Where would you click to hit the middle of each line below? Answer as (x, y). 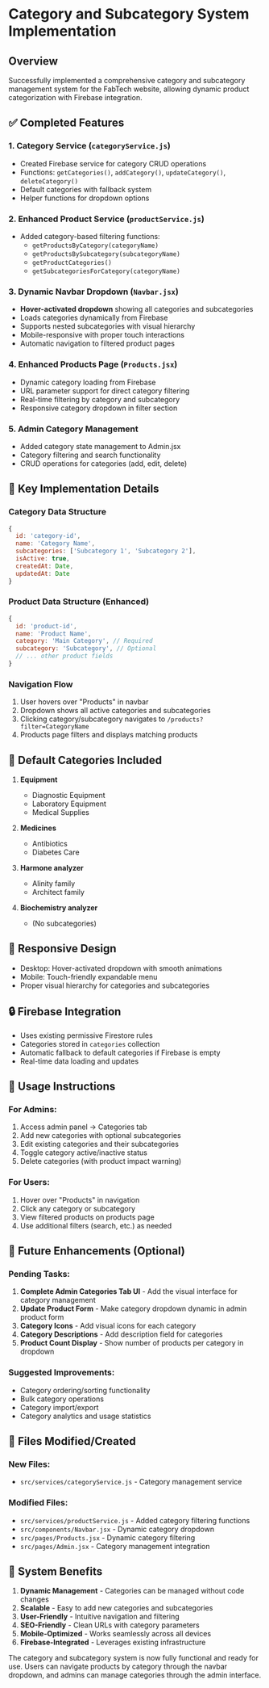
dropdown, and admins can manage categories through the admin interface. (135, 1675)
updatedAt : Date (43, 573)
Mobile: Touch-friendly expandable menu (89, 976)
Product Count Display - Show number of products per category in (132, 1343)
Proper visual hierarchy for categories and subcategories (115, 985)
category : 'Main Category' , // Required (84, 641)
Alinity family (54, 884)
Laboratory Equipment (69, 804)
